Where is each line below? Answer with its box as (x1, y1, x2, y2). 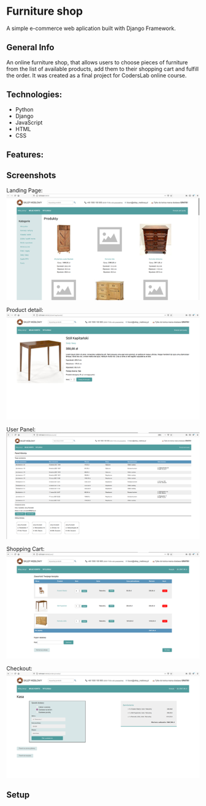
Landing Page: (6, 186, 43, 194)
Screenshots (6, 170, 56, 181)
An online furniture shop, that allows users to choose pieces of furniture (6, 58, 188, 66)
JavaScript (15, 118, 43, 126)
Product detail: (6, 306, 44, 313)
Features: (6, 149, 44, 160)
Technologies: (6, 89, 63, 100)
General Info (6, 42, 55, 53)
